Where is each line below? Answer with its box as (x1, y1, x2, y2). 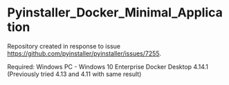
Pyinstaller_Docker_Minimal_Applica (7, 5, 223, 21)
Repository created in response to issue (7, 42, 121, 50)
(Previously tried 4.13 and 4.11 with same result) (7, 70, 142, 78)
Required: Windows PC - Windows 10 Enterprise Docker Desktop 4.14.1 (7, 62, 209, 71)
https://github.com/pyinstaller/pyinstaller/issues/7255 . (7, 49, 161, 58)
